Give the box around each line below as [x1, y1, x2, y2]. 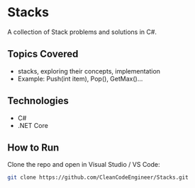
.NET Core [17, 121, 48, 129]
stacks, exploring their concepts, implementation [17, 66, 161, 75]
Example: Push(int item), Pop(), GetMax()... [17, 74, 143, 83]
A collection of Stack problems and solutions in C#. [7, 28, 157, 36]
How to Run [7, 141, 60, 153]
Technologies [7, 95, 69, 107]
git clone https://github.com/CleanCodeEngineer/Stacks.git [7, 174, 189, 181]
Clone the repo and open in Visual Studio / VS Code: [7, 160, 161, 169]
